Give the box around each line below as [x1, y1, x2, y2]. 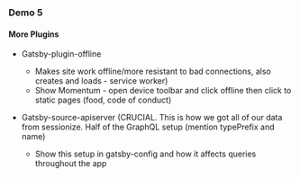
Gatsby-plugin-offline [21, 49, 102, 59]
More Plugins [8, 29, 59, 40]
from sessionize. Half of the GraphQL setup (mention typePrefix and [21, 121, 276, 132]
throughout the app [34, 158, 107, 169]
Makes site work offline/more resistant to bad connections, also [34, 66, 271, 77]
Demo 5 [8, 6, 43, 19]
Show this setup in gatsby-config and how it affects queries [34, 148, 257, 159]
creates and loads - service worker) [34, 76, 168, 86]
